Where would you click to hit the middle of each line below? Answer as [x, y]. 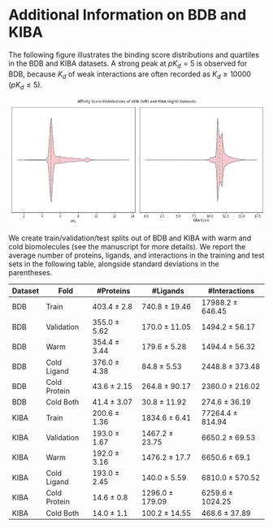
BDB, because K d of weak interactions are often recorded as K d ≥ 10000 [130, 75]
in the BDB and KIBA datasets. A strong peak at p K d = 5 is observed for [128, 64]
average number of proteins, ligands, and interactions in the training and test [136, 255]
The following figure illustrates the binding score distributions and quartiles [134, 54]
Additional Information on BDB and [128, 15]
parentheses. [30, 273]
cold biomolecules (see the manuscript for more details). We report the [127, 247]
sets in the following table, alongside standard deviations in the [114, 264]
